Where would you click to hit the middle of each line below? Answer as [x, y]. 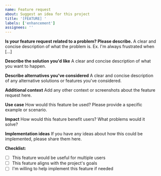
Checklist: [16, 148]
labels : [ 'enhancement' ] [30, 23]
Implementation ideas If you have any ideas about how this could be [74, 134]
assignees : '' [19, 28]
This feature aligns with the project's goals [55, 163]
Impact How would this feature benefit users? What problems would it [75, 119]
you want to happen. [25, 66]
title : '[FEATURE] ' [26, 18]
